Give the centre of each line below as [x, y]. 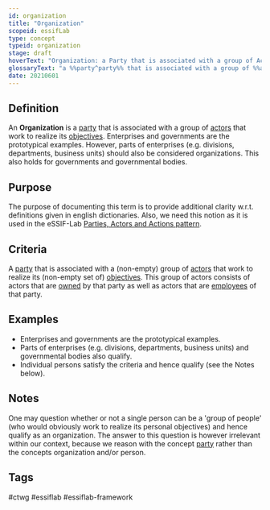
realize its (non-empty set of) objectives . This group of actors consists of [129, 277]
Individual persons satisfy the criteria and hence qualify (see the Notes [137, 364]
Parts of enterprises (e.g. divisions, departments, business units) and [134, 347]
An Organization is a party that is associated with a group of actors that [127, 128]
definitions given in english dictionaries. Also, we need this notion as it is [128, 215]
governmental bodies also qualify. [76, 356]
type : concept [32, 38]
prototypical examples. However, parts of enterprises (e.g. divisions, [121, 145]
